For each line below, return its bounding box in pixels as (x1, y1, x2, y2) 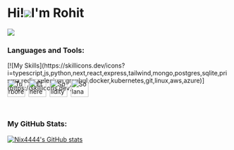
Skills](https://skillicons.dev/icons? (24, 61, 125, 70)
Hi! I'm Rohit (7, 5, 85, 21)
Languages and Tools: (7, 45, 85, 55)
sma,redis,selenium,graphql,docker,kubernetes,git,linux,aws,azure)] (7, 76, 205, 85)
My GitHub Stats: (7, 119, 68, 129)
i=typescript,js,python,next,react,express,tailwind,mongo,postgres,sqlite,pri (7, 69, 228, 77)
